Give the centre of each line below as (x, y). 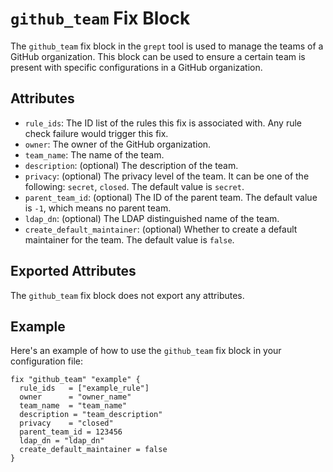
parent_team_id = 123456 (71, 432)
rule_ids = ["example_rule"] (84, 388)
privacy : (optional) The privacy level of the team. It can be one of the (167, 176)
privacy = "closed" (66, 423)
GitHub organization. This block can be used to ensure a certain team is (158, 56)
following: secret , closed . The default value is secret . (134, 186)
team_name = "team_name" (73, 406)
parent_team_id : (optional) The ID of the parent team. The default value (171, 197)
